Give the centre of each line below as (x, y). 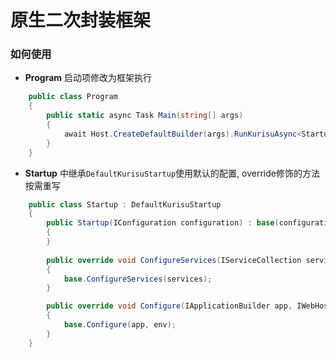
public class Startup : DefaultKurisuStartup (125, 204)
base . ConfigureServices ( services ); (138, 279)
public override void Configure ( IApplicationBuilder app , (169, 306)
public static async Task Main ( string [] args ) (145, 116)
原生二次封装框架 (81, 20)
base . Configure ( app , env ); (120, 325)
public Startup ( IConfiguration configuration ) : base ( (163, 223)
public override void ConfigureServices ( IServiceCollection (174, 260)
